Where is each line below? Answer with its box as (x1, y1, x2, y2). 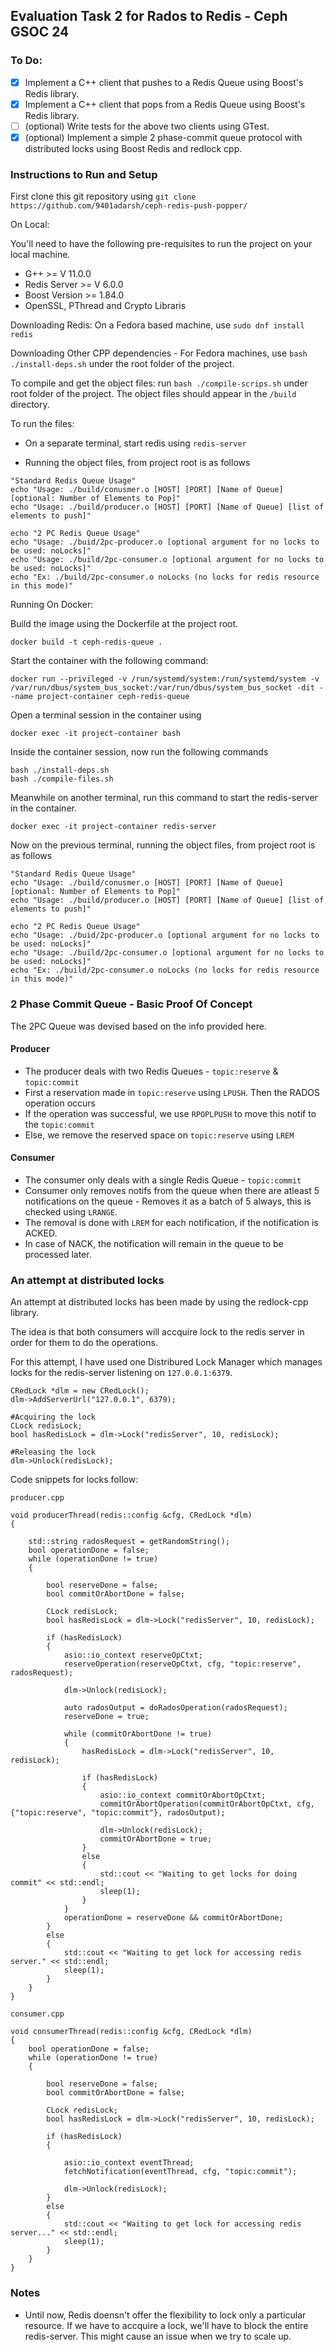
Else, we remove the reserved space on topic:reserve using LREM (24, 1129, 295, 1141)
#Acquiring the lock (10, 1412, 97, 1423)
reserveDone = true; (63, 1712, 150, 1722)
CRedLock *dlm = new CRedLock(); (10, 1386, 150, 1396)
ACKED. (24, 1227, 58, 1239)
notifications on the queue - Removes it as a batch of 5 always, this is (24, 1195, 312, 1207)
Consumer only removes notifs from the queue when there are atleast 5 (24, 1184, 320, 1196)
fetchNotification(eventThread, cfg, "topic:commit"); (63, 2167, 298, 2177)
